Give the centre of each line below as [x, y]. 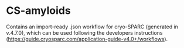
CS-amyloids [39, 11]
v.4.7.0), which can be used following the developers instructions [84, 32]
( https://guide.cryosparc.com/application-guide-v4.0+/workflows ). [87, 39]
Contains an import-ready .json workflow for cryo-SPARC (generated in [92, 27]
